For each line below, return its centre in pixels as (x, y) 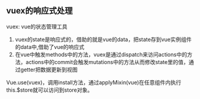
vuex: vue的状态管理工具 (37, 27)
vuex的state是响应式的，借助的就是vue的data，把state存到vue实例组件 (103, 39)
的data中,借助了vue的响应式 (50, 46)
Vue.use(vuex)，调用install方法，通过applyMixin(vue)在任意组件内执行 (94, 82)
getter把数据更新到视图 (49, 69)
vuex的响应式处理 (39, 11)
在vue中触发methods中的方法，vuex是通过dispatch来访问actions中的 (101, 54)
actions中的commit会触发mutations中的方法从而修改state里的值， (107, 62)
